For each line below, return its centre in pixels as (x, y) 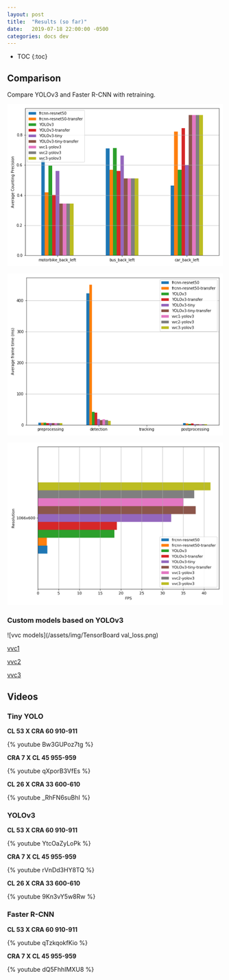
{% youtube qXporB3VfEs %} (49, 771)
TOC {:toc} (32, 57)
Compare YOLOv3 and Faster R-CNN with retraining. (81, 95)
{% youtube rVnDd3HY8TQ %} (51, 870)
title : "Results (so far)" (47, 22)
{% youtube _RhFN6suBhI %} (49, 798)
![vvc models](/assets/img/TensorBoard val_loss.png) (83, 635)
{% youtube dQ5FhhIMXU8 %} (51, 969)
